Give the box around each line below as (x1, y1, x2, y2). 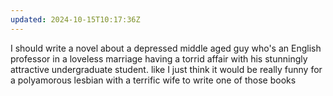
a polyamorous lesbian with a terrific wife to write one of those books (10, 74, 297, 86)
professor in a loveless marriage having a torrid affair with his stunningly (10, 52, 308, 65)
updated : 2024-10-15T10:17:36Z (10, 14, 141, 25)
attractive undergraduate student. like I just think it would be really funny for (10, 63, 323, 75)
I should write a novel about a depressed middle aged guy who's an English (10, 42, 322, 54)
